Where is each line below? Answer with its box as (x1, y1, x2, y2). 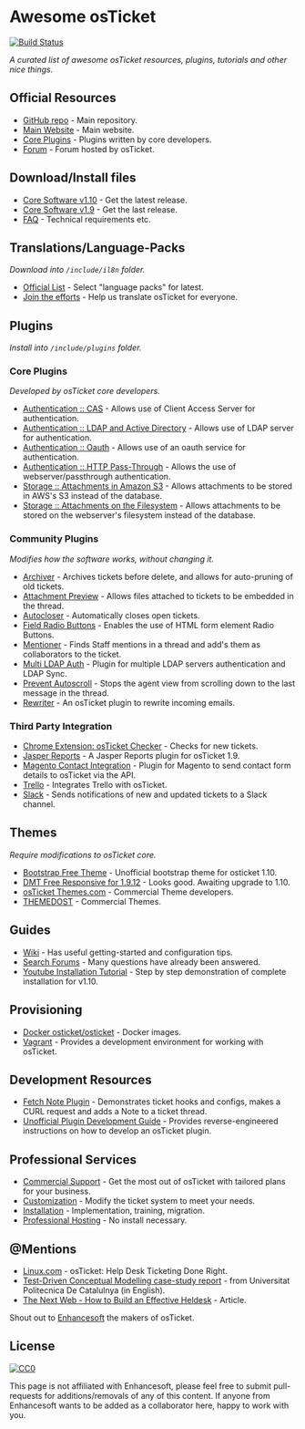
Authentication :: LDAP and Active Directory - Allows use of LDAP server (22, 422, 294, 434)
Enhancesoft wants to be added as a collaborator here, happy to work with (9, 1400, 290, 1411)
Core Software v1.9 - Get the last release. (22, 203, 178, 215)
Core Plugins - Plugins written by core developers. (22, 134, 212, 145)
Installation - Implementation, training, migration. (22, 1206, 205, 1217)
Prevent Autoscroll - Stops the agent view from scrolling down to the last (22, 678, 296, 689)
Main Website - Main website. (22, 124, 135, 135)
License (9, 1339, 56, 1354)
